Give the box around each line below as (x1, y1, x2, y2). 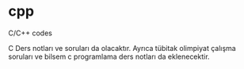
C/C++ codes (8, 28, 53, 38)
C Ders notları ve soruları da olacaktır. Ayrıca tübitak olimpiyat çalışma (8, 43, 236, 53)
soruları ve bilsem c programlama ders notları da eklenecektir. (8, 52, 210, 61)
